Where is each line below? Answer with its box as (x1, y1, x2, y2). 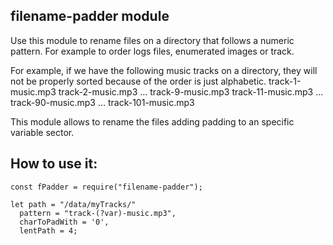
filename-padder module (10, 8, 170, 25)
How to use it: (10, 155, 98, 173)
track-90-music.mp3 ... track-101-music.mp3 (10, 96, 195, 108)
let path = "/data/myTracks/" (10, 199, 137, 209)
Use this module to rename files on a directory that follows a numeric (10, 34, 295, 46)
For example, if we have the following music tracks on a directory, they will (10, 64, 318, 76)
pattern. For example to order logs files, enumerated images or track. (10, 45, 295, 57)
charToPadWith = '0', (19, 217, 110, 227)
